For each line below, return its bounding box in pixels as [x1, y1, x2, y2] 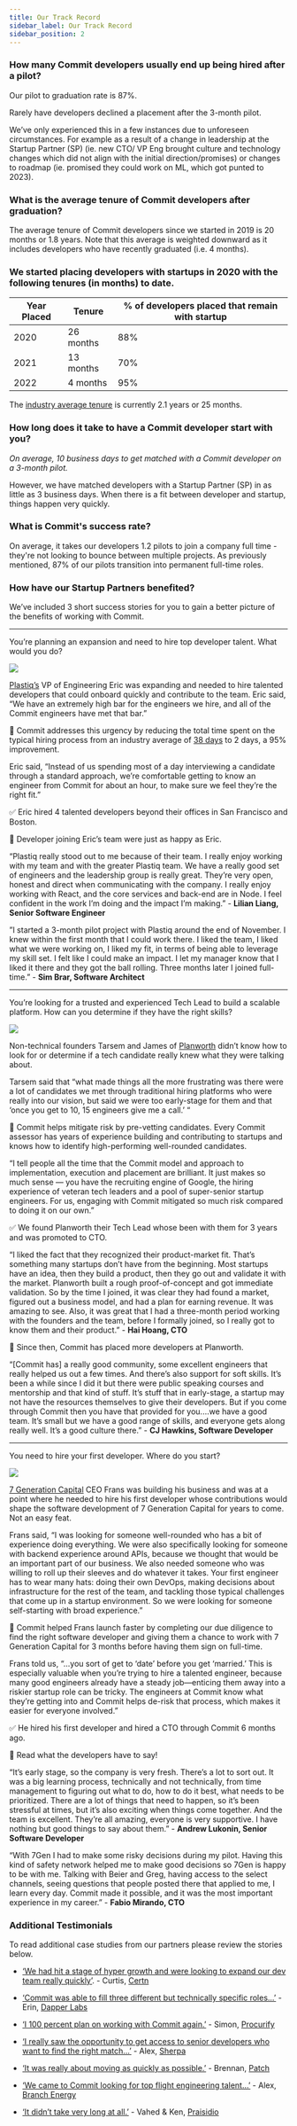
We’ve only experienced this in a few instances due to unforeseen [9, 124, 249, 135]
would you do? [9, 646, 64, 657]
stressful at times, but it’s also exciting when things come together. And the [9, 1805, 283, 1816]
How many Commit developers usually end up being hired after [9, 59, 286, 71]
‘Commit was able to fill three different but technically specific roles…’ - [21, 1992, 283, 2004]
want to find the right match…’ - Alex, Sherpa [21, 2045, 187, 2057]
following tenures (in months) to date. [9, 277, 175, 289]
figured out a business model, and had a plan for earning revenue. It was [9, 1296, 274, 1308]
